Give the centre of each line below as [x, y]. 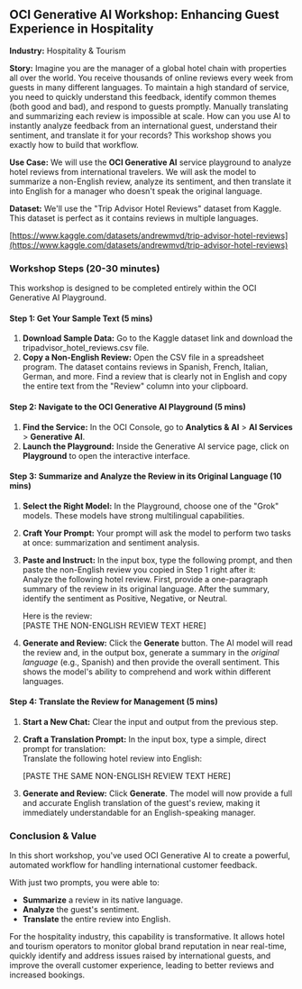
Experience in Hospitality [82, 29]
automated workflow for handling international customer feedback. [133, 865]
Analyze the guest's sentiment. [81, 910]
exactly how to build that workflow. [74, 144]
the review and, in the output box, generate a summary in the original [151, 652]
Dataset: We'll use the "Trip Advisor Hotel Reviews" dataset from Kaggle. [146, 208]
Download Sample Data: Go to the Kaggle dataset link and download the [157, 338]
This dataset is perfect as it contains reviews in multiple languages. [134, 218]
